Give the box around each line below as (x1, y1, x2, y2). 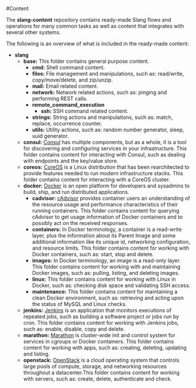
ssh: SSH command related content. (40, 108, 129, 114)
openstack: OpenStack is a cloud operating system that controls (23, 357, 180, 363)
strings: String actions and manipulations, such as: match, (32, 114, 173, 121)
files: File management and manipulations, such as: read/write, (32, 70, 184, 77)
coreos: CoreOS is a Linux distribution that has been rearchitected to (23, 164, 190, 171)
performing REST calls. (32, 95, 88, 102)
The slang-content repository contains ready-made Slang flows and (6, 16, 171, 23)
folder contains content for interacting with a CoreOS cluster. (23, 176, 170, 183)
